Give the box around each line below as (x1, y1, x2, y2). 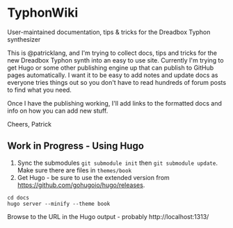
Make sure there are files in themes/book (17, 165, 132, 174)
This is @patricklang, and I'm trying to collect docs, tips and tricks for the (7, 49, 218, 57)
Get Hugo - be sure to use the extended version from (17, 173, 170, 181)
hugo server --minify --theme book (7, 200, 111, 207)
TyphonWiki (7, 5, 79, 21)
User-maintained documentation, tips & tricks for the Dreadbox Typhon (7, 28, 211, 36)
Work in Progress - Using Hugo (7, 140, 145, 152)
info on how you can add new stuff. (7, 106, 109, 115)
